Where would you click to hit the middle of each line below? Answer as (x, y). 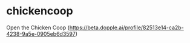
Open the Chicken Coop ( (38, 27)
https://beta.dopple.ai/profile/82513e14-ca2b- (127, 27)
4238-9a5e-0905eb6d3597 (41, 33)
